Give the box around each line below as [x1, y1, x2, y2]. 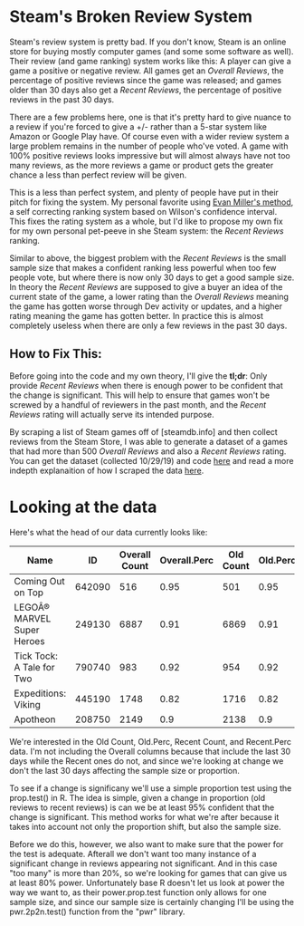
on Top [14, 586, 43, 599]
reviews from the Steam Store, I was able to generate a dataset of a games [9, 436, 288, 447]
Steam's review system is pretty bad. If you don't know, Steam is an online [9, 36, 287, 47]
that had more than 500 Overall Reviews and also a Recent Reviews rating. [9, 446, 287, 457]
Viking [14, 698, 41, 710]
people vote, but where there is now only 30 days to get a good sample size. [9, 272, 295, 283]
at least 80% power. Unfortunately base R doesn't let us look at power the [9, 877, 285, 888]
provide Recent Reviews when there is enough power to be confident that [9, 380, 283, 391]
